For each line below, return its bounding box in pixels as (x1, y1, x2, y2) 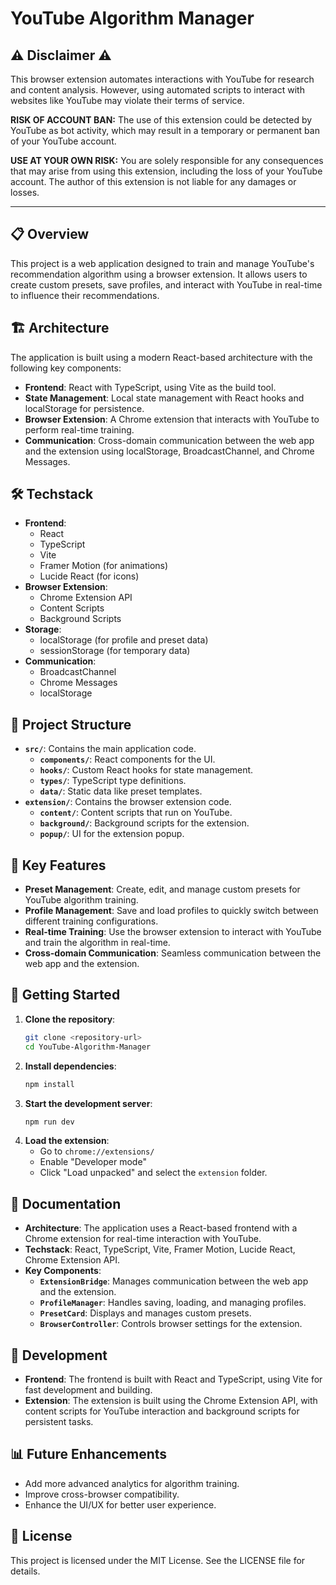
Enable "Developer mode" (39, 1156, 147, 1168)
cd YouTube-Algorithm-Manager (24, 1042, 152, 1052)
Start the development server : (24, 1097, 153, 1109)
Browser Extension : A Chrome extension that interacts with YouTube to (24, 413, 320, 425)
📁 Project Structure (10, 716, 132, 733)
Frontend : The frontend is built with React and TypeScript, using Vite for (24, 1373, 323, 1385)
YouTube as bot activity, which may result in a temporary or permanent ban (10, 125, 320, 136)
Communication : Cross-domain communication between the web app (24, 434, 315, 446)
